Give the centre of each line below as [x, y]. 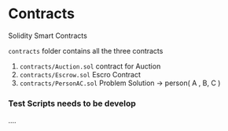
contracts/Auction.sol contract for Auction [90, 66]
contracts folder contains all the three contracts [86, 51]
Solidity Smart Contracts [48, 36]
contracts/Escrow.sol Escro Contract [80, 74]
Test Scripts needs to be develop [72, 103]
